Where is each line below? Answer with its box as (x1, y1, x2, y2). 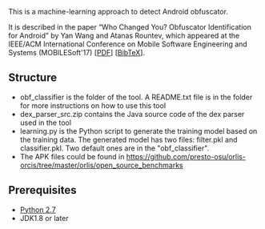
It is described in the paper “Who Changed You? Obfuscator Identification (8, 22, 252, 31)
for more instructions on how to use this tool (19, 100, 167, 110)
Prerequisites (8, 183, 77, 197)
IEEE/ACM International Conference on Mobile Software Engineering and (8, 39, 248, 49)
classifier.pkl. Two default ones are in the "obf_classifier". (19, 143, 210, 153)
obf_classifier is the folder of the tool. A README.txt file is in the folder (19, 92, 253, 102)
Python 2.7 (19, 204, 56, 215)
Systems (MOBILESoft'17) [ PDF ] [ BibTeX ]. (8, 48, 146, 57)
